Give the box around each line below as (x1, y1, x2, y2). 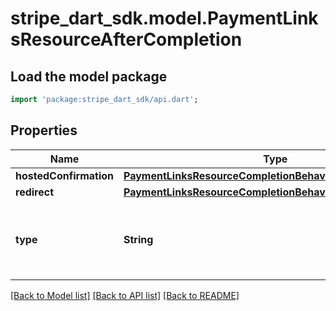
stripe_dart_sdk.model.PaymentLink (10, 7, 319, 30)
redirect (15, 185, 55, 199)
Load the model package (10, 68, 168, 85)
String (123, 232, 154, 246)
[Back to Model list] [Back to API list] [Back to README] (10, 289, 240, 301)
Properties (10, 122, 78, 139)
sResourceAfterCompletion (10, 28, 243, 51)
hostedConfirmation (15, 168, 114, 182)
